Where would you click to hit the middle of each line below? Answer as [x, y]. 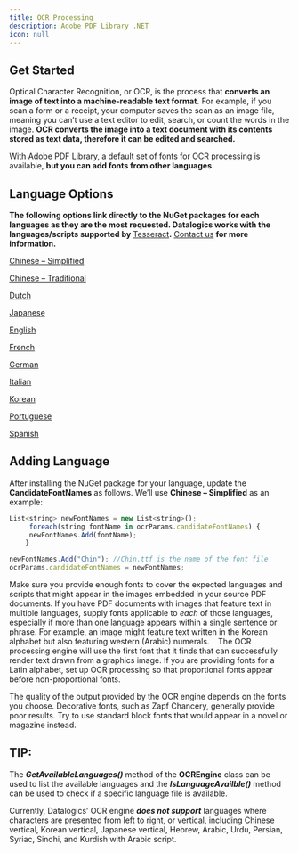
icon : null [29, 34]
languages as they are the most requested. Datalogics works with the [140, 225]
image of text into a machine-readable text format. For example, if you [141, 101]
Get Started [42, 70]
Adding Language [60, 461]
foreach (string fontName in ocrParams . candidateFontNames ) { [145, 527]
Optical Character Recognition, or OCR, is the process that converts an [140, 92]
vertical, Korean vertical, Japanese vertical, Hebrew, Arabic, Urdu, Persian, [146, 829]
